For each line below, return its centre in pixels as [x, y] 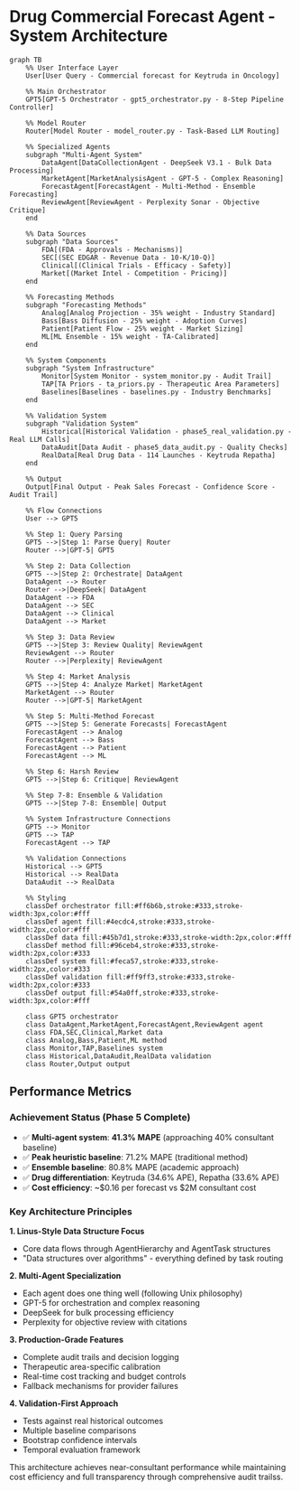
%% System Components [66, 360]
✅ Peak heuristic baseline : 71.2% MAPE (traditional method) [135, 1157]
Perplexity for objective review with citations [105, 1322]
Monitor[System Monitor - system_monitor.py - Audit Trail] [157, 376]
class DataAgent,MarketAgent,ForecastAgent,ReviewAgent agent [145, 1024]
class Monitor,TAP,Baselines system [95, 1048]
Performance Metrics [71, 1092]
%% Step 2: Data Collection [78, 566]
